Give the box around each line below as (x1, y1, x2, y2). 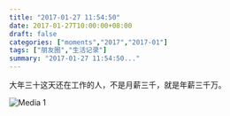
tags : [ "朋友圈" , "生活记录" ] (9, 46, 108, 55)
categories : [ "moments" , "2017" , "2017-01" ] (9, 37, 168, 47)
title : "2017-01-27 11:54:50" (9, 12, 121, 22)
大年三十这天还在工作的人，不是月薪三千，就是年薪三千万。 (9, 80, 226, 89)
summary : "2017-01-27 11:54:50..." (9, 54, 141, 63)
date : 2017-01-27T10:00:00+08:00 (9, 21, 133, 30)
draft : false (9, 29, 57, 38)
